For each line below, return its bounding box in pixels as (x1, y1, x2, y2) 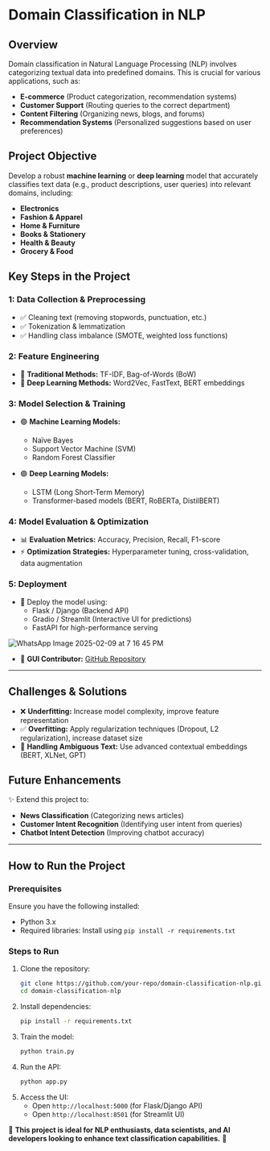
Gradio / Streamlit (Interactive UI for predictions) (31, 614, 192, 624)
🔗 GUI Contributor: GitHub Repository (19, 654, 146, 663)
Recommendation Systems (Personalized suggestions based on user (19, 118, 252, 127)
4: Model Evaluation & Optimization (8, 516, 149, 527)
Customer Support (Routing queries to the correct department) (19, 101, 231, 110)
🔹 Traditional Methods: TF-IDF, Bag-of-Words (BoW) (19, 369, 197, 379)
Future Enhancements (8, 773, 122, 787)
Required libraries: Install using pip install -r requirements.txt (19, 925, 235, 935)
